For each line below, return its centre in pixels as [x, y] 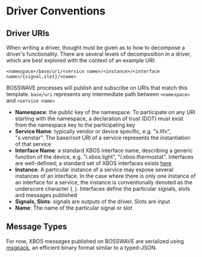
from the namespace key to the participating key [75, 125]
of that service [33, 144]
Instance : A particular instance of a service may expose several [94, 170]
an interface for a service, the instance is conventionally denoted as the [104, 182]
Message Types [37, 227]
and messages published [46, 195]
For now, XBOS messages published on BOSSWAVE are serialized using [95, 241]
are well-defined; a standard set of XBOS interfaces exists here [93, 163]
